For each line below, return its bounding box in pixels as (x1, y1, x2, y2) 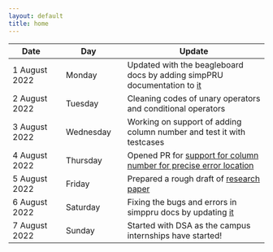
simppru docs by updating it (127, 206, 234, 218)
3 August (12, 121, 48, 133)
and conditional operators (127, 102, 226, 114)
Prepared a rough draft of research (127, 172, 260, 184)
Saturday (66, 201, 101, 212)
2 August (12, 93, 48, 104)
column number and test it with (127, 126, 246, 137)
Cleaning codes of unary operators (127, 93, 261, 104)
